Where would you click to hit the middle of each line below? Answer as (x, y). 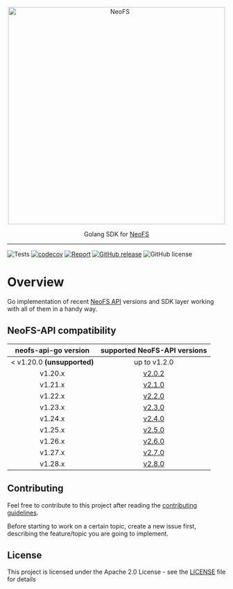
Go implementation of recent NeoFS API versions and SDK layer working (111, 301)
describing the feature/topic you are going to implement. (88, 533)
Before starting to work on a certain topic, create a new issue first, (102, 526)
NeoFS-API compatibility (62, 331)
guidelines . (23, 513)
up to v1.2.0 (154, 362)
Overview (36, 282)
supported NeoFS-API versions (154, 350)
